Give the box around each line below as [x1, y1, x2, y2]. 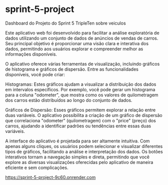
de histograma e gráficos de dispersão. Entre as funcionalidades [5, 66, 139, 72]
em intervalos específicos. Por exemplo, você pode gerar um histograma [5, 86, 155, 92]
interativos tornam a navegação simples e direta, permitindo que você [5, 154, 149, 160]
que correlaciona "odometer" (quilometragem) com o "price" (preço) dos [5, 117, 156, 123]
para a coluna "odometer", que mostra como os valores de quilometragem [5, 92, 159, 98]
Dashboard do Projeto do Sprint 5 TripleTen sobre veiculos [5, 20, 126, 26]
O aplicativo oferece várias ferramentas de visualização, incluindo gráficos [5, 61, 160, 67]
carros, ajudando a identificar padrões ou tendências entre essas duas [5, 123, 151, 129]
